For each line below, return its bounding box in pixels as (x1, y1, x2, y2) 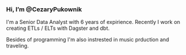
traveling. (6, 42, 29, 49)
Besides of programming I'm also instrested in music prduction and (6, 36, 169, 43)
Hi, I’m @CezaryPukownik (6, 5, 83, 13)
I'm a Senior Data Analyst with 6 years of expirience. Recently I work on (6, 19, 181, 26)
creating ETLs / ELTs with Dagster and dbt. (6, 25, 110, 32)
